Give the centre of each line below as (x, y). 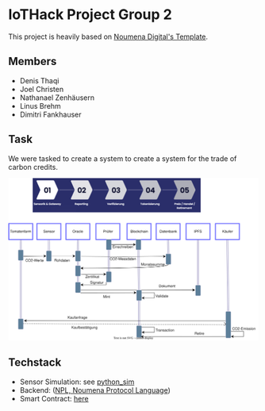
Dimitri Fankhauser (50, 114)
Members (33, 61)
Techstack (35, 363)
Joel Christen (42, 89)
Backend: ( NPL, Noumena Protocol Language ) (95, 390)
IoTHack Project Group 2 (90, 15)
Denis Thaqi (39, 80)
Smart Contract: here (54, 398)
